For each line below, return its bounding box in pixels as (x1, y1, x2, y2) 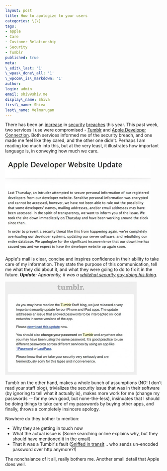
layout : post (5, 8, 32, 13)
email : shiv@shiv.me (5, 92, 48, 97)
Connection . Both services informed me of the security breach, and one (5, 132, 153, 138)
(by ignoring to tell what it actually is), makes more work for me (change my (5, 390, 160, 397)
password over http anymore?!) (12, 447, 77, 453)
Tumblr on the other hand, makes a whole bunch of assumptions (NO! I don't (5, 380, 162, 386)
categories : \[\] (5, 18, 41, 23)
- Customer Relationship (5, 40, 57, 45)
